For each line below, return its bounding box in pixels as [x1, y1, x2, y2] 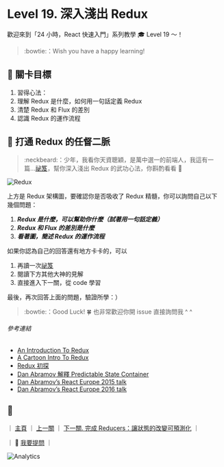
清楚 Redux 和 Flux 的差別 [16, 105, 90, 114]
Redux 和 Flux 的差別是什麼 [16, 223, 95, 231]
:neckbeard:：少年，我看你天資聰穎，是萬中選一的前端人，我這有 [23, 155, 208, 164]
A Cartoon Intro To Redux [16, 353, 89, 362]
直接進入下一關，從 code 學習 [16, 278, 101, 286]
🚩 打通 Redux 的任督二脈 [7, 136, 111, 148]
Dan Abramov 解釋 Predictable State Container [16, 370, 149, 378]
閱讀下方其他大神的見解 [16, 270, 84, 278]
